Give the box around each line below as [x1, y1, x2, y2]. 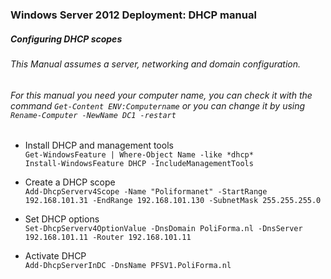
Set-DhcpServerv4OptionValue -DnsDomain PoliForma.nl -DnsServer [24, 224, 303, 234]
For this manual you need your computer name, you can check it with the [10, 89, 313, 101]
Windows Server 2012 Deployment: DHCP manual [10, 8, 257, 22]
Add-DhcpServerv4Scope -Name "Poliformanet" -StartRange [24, 187, 268, 197]
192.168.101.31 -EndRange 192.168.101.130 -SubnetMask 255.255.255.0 [24, 196, 322, 206]
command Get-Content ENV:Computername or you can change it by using [10, 99, 306, 112]
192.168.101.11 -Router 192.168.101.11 [24, 233, 192, 243]
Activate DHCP [24, 250, 87, 262]
